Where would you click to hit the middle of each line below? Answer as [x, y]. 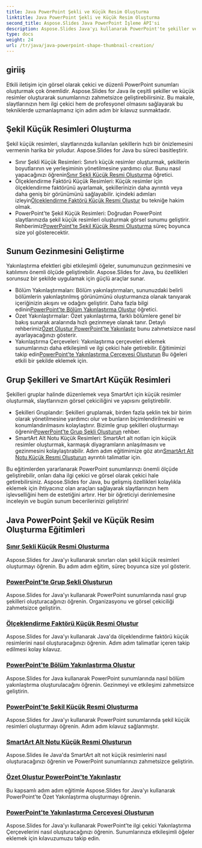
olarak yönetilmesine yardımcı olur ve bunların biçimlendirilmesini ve [99, 419]
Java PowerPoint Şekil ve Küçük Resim [80, 520]
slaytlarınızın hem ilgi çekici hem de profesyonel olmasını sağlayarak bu [95, 104]
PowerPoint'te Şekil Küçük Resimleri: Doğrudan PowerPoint [88, 213]
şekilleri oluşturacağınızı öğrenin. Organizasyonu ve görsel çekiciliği [90, 602]
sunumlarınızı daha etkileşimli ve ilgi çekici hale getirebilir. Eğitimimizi [100, 348]
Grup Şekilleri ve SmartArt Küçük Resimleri [88, 380]
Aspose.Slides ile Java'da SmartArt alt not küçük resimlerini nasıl [87, 755]
